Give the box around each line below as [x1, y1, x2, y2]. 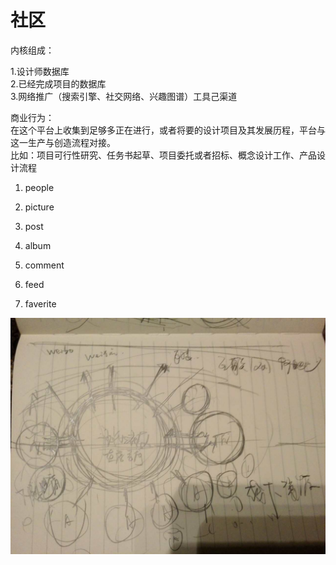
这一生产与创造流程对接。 [10, 136, 116, 148]
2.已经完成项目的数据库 [10, 77, 107, 90]
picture [24, 201, 55, 213]
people [24, 181, 55, 193]
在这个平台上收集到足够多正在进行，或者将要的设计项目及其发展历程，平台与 [10, 124, 326, 136]
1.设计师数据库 [10, 65, 70, 77]
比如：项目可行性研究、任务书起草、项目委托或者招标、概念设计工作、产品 [10, 149, 317, 161]
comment [24, 259, 65, 271]
